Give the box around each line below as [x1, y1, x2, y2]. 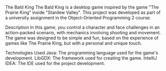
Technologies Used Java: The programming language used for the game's [5, 50, 158, 56]
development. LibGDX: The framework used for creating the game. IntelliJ [5, 55, 157, 61]
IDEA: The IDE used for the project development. [5, 61, 105, 66]
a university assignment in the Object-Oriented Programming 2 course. [5, 15, 151, 20]
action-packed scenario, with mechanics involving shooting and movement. [5, 30, 161, 35]
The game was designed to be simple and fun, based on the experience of [5, 35, 159, 41]
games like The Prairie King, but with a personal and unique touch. [5, 40, 142, 46]
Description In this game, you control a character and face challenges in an [5, 24, 160, 30]
